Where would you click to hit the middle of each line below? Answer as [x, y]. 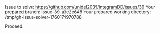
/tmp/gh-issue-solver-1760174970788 [44, 17]
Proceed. [14, 26]
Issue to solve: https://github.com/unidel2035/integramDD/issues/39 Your [80, 7]
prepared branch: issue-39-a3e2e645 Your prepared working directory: [78, 12]
